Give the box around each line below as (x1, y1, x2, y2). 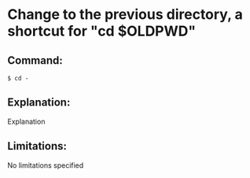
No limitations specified (7, 160, 84, 170)
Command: (7, 54, 64, 67)
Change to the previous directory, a (7, 6, 243, 24)
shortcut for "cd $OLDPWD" (7, 22, 197, 40)
